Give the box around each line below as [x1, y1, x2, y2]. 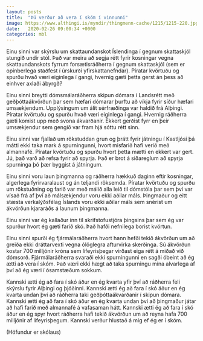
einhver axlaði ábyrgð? [6, 80, 63, 88]
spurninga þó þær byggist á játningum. [6, 161, 103, 168]
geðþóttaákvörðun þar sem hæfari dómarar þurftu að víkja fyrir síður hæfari [6, 98, 194, 106]
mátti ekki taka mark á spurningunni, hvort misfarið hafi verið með [6, 142, 170, 149]
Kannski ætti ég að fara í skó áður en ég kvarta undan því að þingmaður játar [6, 298, 196, 305]
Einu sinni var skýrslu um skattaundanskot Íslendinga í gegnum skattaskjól [6, 48, 191, 55]
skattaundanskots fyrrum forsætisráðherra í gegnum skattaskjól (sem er [6, 61, 185, 68]
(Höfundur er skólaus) [6, 328, 62, 336]
